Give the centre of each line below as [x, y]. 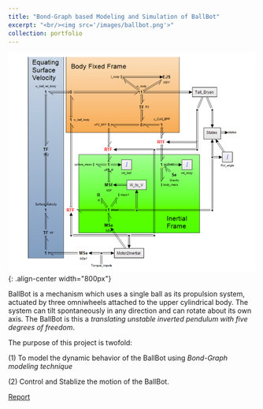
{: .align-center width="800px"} [60, 278]
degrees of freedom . [41, 327]
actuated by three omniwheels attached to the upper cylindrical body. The [128, 302]
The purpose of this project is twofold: [70, 342]
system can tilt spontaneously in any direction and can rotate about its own [130, 310]
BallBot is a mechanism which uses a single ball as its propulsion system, [127, 294]
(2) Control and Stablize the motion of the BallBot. [89, 381]
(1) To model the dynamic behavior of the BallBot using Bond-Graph [118, 358]
